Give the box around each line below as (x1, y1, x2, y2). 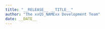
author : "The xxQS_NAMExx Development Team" (5, 12, 100, 17)
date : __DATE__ (5, 16, 37, 21)
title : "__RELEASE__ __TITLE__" (5, 7, 73, 12)
